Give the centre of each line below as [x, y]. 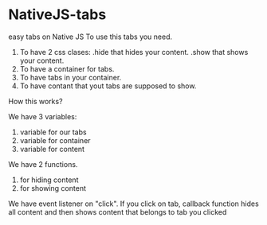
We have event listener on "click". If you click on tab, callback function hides [133, 204]
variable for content [52, 149]
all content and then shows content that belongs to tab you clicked [118, 211]
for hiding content [49, 180]
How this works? [35, 101]
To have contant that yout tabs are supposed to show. [108, 86]
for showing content [53, 188]
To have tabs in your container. [71, 77]
